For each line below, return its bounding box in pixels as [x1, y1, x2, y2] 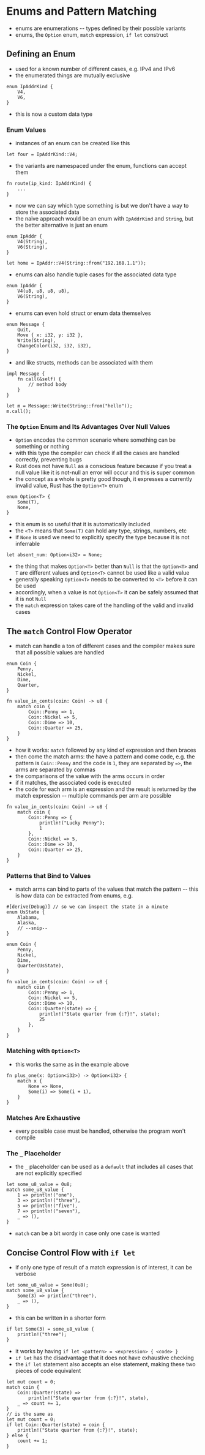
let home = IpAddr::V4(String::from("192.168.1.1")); [6, 260, 147, 266]
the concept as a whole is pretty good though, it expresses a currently [15, 475, 193, 483]
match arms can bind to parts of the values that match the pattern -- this [15, 885, 199, 893]
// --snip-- [17, 925, 48, 932]
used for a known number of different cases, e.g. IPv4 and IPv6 [15, 65, 176, 72]
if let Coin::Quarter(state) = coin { [6, 1422, 105, 1428]
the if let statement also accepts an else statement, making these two [15, 1361, 196, 1368]
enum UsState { [6, 909, 45, 915]
